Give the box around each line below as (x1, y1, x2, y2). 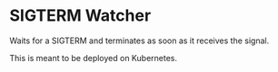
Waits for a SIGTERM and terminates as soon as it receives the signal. (9, 35, 270, 46)
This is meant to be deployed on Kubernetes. (9, 52, 177, 63)
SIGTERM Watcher (9, 5, 152, 26)
